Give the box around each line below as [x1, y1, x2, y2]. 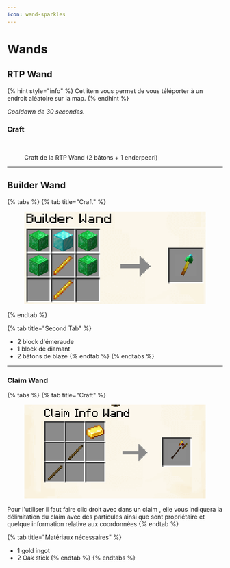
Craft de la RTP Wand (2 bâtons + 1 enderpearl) [24, 153, 158, 161]
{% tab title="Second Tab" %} [7, 324, 92, 332]
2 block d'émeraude [16, 337, 74, 345]
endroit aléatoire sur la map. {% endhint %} [7, 94, 129, 102]
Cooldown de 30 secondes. [7, 107, 85, 116]
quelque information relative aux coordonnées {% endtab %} [7, 519, 179, 528]
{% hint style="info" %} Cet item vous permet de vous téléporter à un [7, 86, 203, 95]
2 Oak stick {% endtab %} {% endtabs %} [16, 554, 136, 562]
